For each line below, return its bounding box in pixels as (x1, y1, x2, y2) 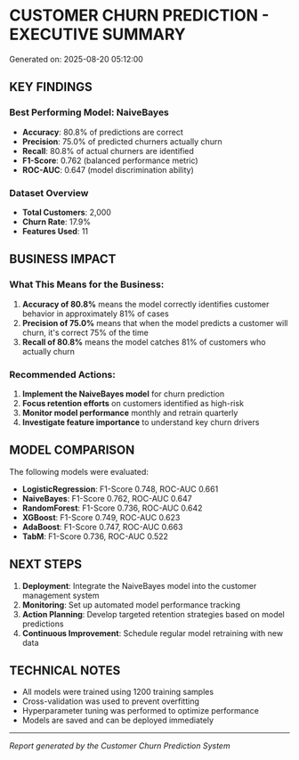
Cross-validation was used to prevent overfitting (21, 696, 200, 707)
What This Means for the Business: (9, 278, 165, 290)
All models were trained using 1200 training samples (21, 687, 214, 698)
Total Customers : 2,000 (21, 207, 111, 217)
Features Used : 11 (21, 225, 89, 236)
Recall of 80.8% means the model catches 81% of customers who (21, 336, 266, 347)
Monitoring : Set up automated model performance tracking (21, 599, 241, 610)
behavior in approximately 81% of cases (21, 308, 169, 319)
